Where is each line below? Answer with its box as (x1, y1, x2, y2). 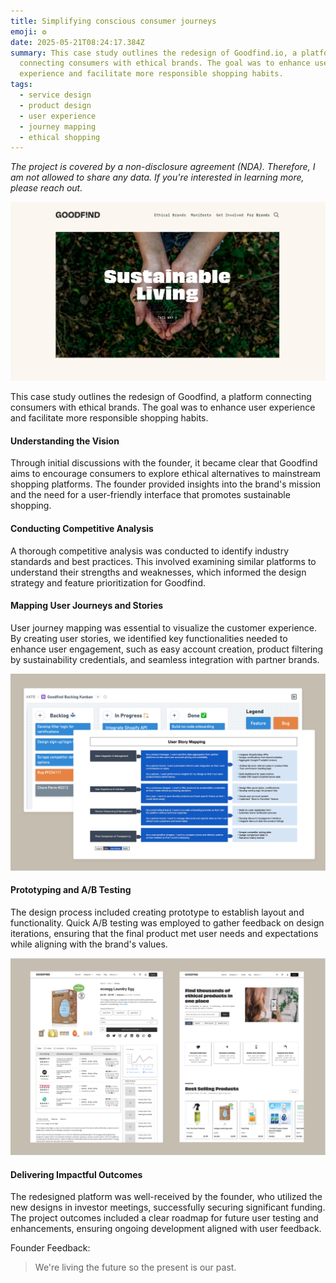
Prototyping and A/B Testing (10, 884, 132, 896)
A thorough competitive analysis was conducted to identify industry (10, 545, 290, 557)
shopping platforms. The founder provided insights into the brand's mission (10, 478, 322, 490)
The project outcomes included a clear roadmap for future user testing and (10, 1212, 319, 1224)
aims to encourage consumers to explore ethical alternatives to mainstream (10, 468, 322, 480)
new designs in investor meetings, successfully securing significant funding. (10, 1201, 326, 1214)
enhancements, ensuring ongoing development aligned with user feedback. (10, 1223, 322, 1235)
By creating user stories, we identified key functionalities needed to (10, 632, 288, 644)
